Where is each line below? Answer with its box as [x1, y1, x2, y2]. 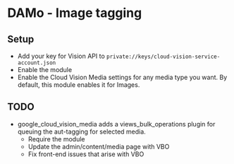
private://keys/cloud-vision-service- [106, 53, 221, 60]
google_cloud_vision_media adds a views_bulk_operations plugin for [17, 119, 216, 128]
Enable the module [17, 66, 73, 74]
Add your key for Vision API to [17, 52, 106, 60]
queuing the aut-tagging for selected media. [17, 127, 146, 136]
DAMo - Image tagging [7, 5, 142, 21]
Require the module [27, 134, 85, 143]
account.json [17, 59, 56, 66]
